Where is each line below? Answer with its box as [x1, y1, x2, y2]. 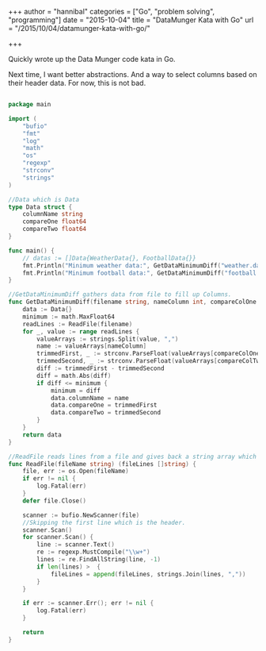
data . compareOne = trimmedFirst [50, 401, 158, 410]
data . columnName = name [50, 394, 129, 402]
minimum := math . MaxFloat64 [22, 313, 115, 321]
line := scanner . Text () [36, 541, 115, 549]
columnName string [22, 210, 83, 218]
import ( [8, 114, 37, 122]
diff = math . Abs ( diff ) [36, 372, 112, 379]
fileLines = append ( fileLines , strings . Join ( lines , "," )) [50, 570, 246, 578]
